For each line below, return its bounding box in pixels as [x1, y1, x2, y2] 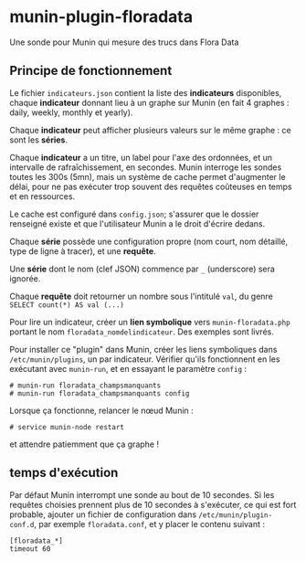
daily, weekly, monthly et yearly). [9, 107, 133, 118]
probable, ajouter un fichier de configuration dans [9, 509, 197, 520]
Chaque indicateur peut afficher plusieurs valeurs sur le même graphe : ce [9, 124, 292, 135]
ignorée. [9, 272, 41, 284]
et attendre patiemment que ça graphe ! [9, 439, 160, 450]
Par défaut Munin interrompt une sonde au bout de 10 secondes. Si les [9, 489, 275, 500]
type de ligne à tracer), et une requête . [9, 245, 157, 257]
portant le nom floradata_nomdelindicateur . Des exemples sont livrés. [9, 326, 274, 337]
